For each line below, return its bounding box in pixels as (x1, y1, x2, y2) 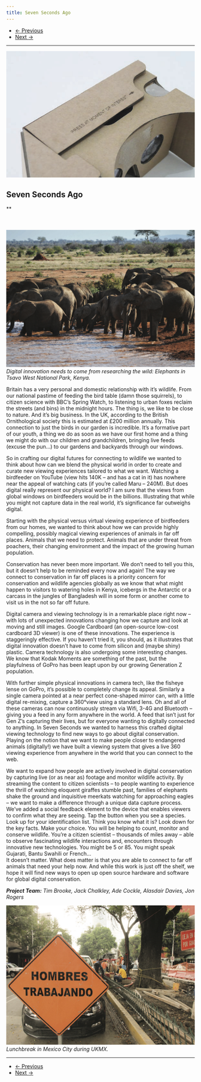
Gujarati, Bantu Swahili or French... (6, 850, 92, 857)
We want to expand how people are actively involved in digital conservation (6, 767, 193, 775)
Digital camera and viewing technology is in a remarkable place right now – (6, 610, 191, 618)
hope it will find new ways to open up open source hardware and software (6, 869, 190, 877)
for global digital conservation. (6, 875, 82, 883)
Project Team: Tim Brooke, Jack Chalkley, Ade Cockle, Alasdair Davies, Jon (6, 887, 194, 894)
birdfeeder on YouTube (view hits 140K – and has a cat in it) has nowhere (6, 474, 186, 481)
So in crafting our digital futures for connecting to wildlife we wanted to (6, 455, 182, 462)
